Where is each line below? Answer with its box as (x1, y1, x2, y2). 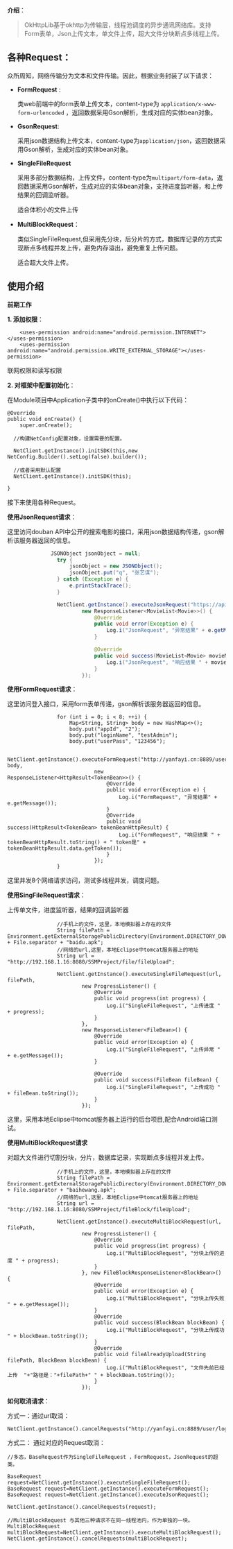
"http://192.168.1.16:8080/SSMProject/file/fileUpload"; (7, 959, 175, 966)
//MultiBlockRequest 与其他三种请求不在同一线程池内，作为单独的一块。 (7, 1517, 193, 1524)
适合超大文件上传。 (17, 258, 73, 266)
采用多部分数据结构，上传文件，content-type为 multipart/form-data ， (17, 173, 217, 182)
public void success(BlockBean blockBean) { (94, 1319, 225, 1326)
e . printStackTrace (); (69, 582, 132, 589)
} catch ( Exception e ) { (56, 576, 129, 583)
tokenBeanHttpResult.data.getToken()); (7, 845, 123, 852)
